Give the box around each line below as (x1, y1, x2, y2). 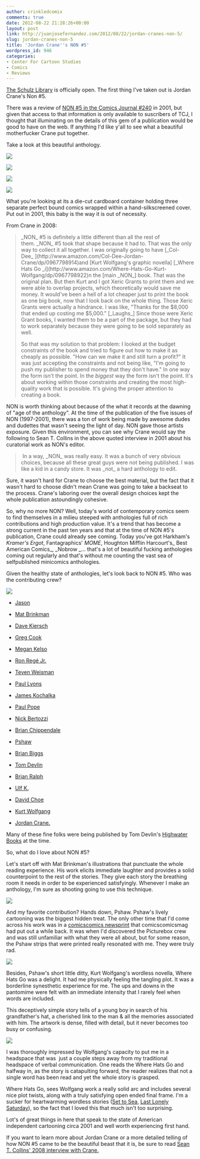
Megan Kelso (14, 645, 48, 652)
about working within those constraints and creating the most (20, 379, 172, 386)
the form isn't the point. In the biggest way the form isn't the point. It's (20, 372, 193, 380)
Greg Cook (14, 634, 42, 641)
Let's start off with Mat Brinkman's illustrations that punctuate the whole (6, 861, 184, 868)
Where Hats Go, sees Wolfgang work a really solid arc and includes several (6, 1085, 191, 1093)
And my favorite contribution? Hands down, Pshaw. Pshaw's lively (6, 908, 168, 916)
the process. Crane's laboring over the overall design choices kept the (6, 490, 179, 497)
